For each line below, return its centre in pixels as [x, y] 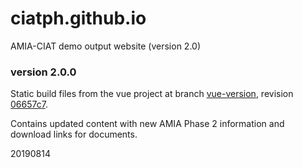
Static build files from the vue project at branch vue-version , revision [152, 94]
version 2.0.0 [43, 72]
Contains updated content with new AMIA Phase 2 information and [147, 124]
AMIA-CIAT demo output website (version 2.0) [106, 46]
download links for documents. [74, 134]
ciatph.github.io [78, 18]
